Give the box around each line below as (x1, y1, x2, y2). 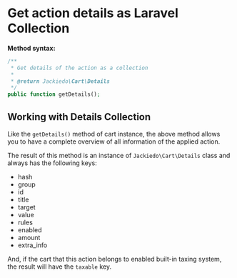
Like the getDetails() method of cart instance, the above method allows (7, 130, 221, 138)
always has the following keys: (7, 159, 98, 167)
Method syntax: (7, 44, 56, 52)
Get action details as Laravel (7, 5, 178, 21)
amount (17, 234, 41, 242)
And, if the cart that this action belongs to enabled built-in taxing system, (7, 255, 222, 263)
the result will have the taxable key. (7, 262, 112, 271)
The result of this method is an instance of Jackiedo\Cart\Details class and (7, 152, 231, 159)
